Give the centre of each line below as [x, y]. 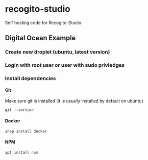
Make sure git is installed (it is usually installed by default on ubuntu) [74, 101]
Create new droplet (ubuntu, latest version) [58, 52]
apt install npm [22, 152]
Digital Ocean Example [40, 38]
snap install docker [26, 131]
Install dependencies [31, 79]
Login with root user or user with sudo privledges [65, 65]
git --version [20, 110]
